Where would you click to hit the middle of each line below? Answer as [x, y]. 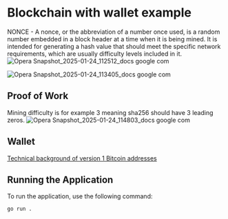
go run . [20, 209]
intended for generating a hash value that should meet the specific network [114, 46]
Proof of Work [38, 96]
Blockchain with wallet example [99, 13]
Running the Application [60, 179]
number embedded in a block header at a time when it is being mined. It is [112, 39]
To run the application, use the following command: [80, 196]
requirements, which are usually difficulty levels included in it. [95, 54]
